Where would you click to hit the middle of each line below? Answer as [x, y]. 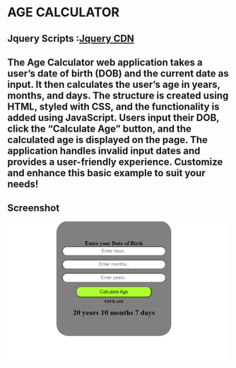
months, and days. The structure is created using [118, 95]
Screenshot [34, 208]
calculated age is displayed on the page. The [108, 140]
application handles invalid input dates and [104, 150]
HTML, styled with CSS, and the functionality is [113, 107]
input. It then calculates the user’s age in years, [114, 85]
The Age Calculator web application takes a [105, 62]
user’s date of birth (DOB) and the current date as [118, 73]
